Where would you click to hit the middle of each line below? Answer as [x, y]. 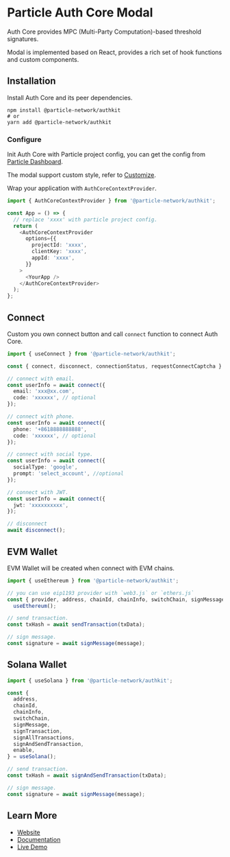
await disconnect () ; [37, 530]
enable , [24, 750]
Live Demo [32, 847]
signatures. [23, 38]
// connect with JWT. [38, 492]
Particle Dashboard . [35, 162]
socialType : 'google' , [46, 467]
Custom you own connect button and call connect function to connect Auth [112, 333]
